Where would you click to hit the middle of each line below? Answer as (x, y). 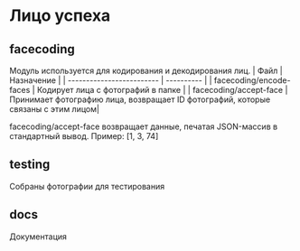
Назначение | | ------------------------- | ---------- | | (111, 80)
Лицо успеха (60, 16)
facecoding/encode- (252, 80)
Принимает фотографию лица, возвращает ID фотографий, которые (140, 99)
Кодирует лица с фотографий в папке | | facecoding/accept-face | (162, 90)
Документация (38, 237)
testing (30, 165)
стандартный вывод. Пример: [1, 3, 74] (84, 136)
